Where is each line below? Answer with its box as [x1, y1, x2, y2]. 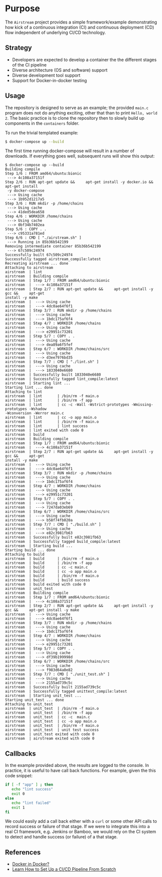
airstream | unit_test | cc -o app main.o [5, 719, 97, 724]
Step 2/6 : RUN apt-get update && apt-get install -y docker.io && [5, 180, 153, 185]
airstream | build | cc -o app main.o [5, 569, 97, 574]
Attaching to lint [5, 389, 42, 394]
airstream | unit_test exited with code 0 [5, 732, 95, 737]
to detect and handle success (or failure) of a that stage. [5, 834, 118, 840]
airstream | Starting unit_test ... [5, 693, 82, 698]
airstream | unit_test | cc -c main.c [5, 715, 90, 720]
